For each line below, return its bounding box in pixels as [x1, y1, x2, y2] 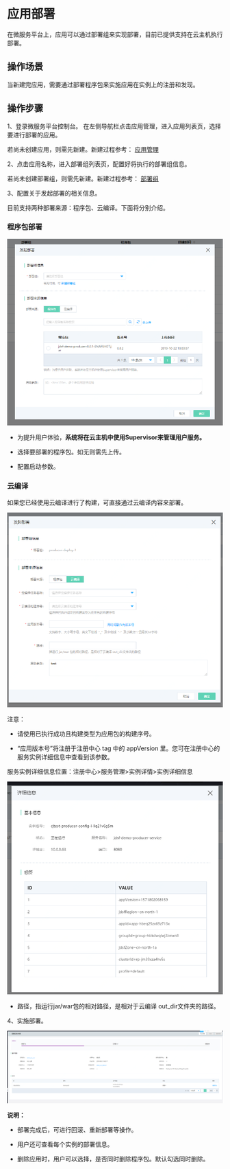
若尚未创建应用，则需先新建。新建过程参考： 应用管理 [7, 145, 159, 153]
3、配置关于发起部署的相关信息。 [7, 189, 101, 197]
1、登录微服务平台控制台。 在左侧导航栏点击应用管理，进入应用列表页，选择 [7, 121, 221, 130]
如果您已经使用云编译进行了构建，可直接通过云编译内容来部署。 [7, 498, 187, 507]
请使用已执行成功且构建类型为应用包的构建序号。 [16, 729, 155, 738]
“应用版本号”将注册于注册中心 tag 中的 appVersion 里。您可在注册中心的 [16, 744, 220, 752]
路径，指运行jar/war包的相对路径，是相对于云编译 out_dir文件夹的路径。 [16, 1002, 220, 1010]
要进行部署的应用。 [7, 130, 62, 139]
